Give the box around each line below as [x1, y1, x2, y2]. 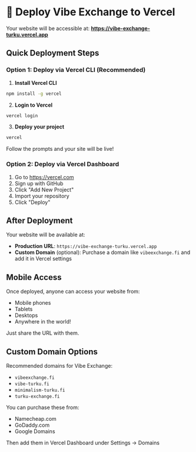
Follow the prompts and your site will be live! [6, 146, 114, 153]
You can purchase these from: [6, 404, 79, 411]
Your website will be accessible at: [6, 25, 90, 32]
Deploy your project [14, 123, 65, 130]
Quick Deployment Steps [6, 48, 99, 58]
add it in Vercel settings [14, 255, 72, 262]
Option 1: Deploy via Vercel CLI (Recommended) [6, 66, 146, 74]
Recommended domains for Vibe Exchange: [6, 362, 113, 369]
